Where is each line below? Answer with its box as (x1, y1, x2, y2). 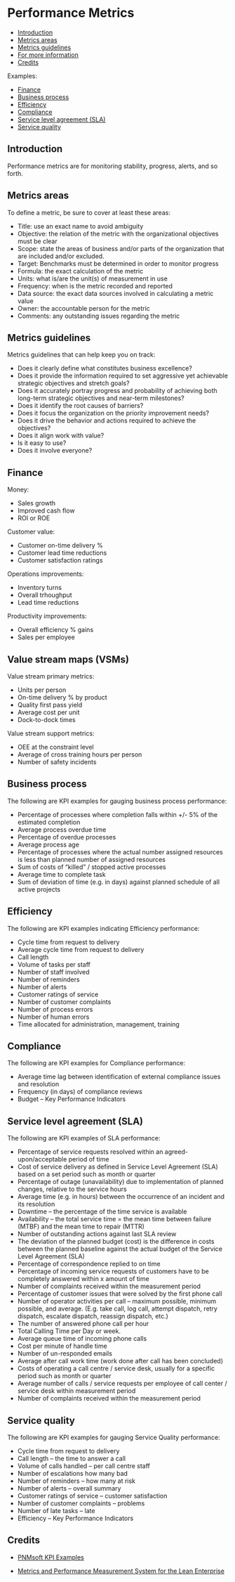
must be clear (17, 237, 58, 245)
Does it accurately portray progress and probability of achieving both (17, 387, 217, 395)
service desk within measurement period (17, 1387, 136, 1395)
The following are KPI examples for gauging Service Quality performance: (7, 1433, 220, 1442)
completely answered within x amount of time (17, 1275, 149, 1283)
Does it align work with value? (17, 431, 105, 440)
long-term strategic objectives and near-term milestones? (17, 394, 184, 402)
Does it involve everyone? (17, 446, 93, 455)
